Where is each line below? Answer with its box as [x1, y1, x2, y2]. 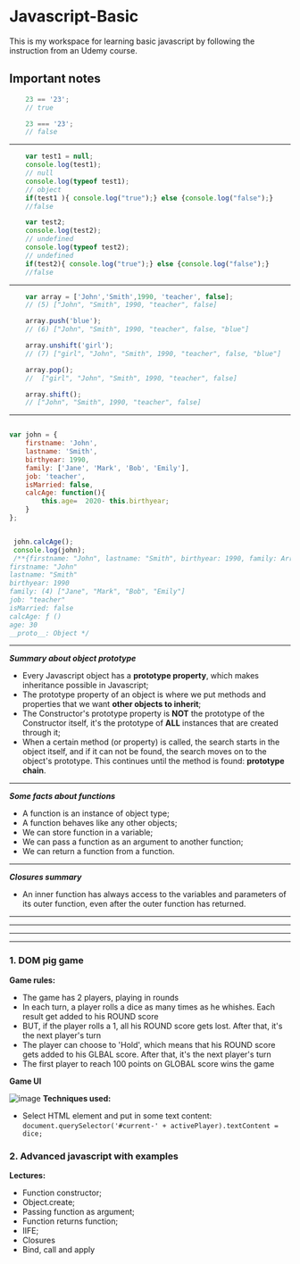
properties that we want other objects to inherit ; [21, 699, 202, 710]
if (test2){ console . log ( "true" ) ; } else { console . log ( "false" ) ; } [25, 259, 270, 269]
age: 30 [9, 620, 38, 629]
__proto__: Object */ [9, 628, 90, 637]
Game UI [9, 1076, 42, 1086]
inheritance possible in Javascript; [21, 680, 149, 691]
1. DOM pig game [9, 954, 84, 967]
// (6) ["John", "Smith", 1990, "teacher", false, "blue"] [25, 325, 250, 334]
